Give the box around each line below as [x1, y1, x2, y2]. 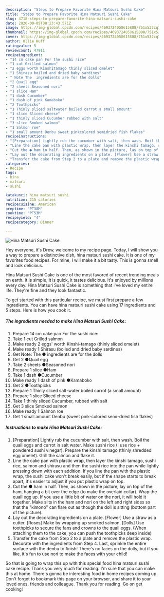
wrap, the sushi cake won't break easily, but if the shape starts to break [12, 473, 156, 479]
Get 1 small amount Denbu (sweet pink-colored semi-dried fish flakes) [12, 413, 153, 419]
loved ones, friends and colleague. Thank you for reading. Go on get [5, 581, 143, 587]
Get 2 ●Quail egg [12, 356, 48, 362]
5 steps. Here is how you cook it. [5, 307, 72, 313]
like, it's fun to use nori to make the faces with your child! [12, 551, 128, 557]
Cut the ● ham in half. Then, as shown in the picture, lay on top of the [12, 483, 153, 489]
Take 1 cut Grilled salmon [12, 336, 63, 342]
